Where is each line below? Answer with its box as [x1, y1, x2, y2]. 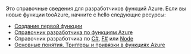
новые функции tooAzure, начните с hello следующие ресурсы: [5, 11, 166, 18]
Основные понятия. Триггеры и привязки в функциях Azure [14, 41, 165, 48]
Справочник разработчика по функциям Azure [14, 29, 133, 36]
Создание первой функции [14, 23, 83, 29]
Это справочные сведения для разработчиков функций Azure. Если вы [5, 5, 186, 12]
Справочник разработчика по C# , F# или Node [14, 35, 134, 42]
